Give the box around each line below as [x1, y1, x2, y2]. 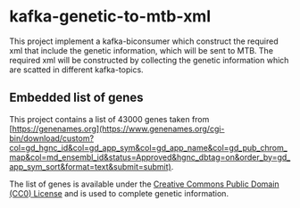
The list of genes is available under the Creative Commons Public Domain [9, 179, 279, 189]
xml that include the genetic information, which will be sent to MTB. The [9, 45, 274, 55]
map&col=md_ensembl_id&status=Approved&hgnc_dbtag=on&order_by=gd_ [9, 152, 291, 162]
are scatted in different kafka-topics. [9, 64, 145, 75]
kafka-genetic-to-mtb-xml [9, 6, 212, 27]
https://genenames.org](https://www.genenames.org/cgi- [12, 123, 225, 134]
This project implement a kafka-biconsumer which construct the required [9, 36, 279, 46]
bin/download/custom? [9, 132, 95, 144]
